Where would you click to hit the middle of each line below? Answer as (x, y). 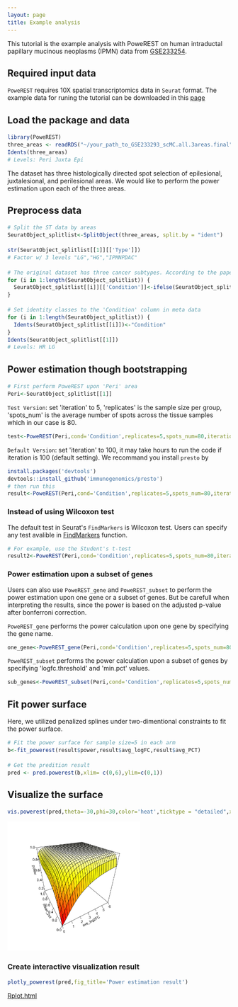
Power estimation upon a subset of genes (80, 574)
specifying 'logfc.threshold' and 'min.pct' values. (79, 669)
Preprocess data (45, 211)
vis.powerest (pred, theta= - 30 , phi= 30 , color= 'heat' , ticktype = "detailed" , (119, 812)
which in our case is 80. (42, 422)
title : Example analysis (44, 22)
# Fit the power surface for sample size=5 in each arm (91, 743)
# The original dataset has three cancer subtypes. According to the (112, 273)
